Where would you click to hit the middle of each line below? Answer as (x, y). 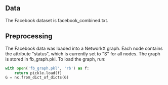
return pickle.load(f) (38, 73)
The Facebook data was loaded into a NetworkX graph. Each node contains (84, 48)
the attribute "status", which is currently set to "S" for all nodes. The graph (83, 54)
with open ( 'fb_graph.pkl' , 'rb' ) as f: (47, 68)
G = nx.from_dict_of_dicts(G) (37, 77)
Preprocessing (29, 36)
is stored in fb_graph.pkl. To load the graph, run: (55, 59)
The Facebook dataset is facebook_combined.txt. (57, 20)
